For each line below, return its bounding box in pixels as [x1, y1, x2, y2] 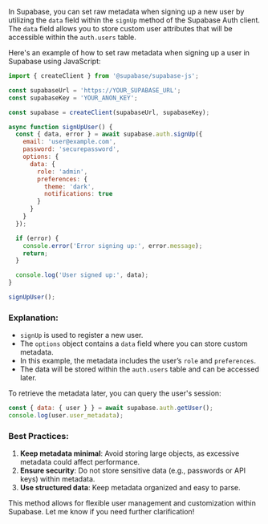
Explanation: [8, 312, 59, 323]
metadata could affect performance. [19, 457, 140, 467]
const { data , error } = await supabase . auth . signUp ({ [15, 130, 203, 139]
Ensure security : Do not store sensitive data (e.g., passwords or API [19, 465, 246, 476]
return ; [22, 249, 48, 258]
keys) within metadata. [19, 474, 95, 484]
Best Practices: [8, 430, 70, 441]
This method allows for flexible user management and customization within [8, 498, 257, 508]
